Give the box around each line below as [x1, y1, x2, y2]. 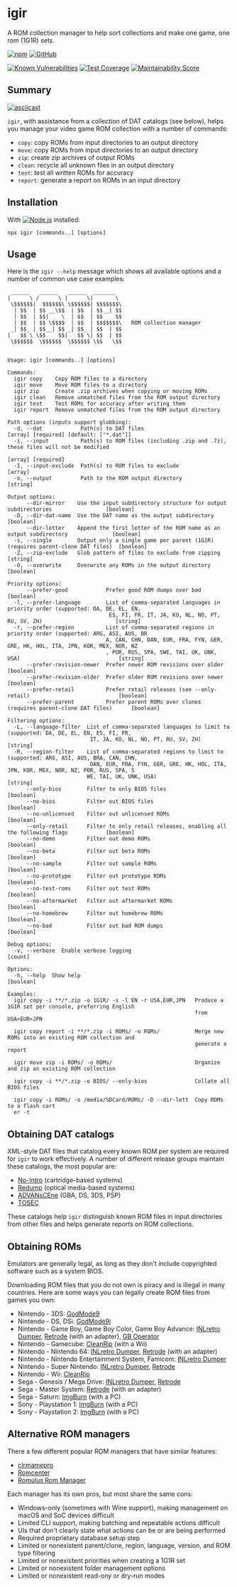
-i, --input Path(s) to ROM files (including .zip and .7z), [13, 438, 227, 445]
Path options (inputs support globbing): [7, 419, 132, 426]
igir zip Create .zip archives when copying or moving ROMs [13, 388, 208, 395]
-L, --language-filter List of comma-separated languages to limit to [13, 723, 231, 731]
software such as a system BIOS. [7, 1267, 104, 1275]
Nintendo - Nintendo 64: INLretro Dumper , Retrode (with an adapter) [17, 1348, 218, 1355]
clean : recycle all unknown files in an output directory [17, 161, 175, 169]
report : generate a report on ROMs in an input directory [17, 175, 181, 184]
